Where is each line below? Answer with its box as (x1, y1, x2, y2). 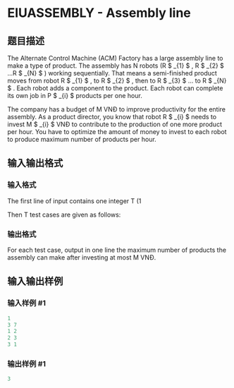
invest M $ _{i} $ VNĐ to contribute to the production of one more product (7, 120, 222, 128)
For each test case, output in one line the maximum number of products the (7, 245, 227, 254)
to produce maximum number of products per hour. (7, 135, 156, 143)
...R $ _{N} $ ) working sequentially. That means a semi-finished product (7, 69, 217, 77)
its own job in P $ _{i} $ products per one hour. (7, 92, 142, 99)
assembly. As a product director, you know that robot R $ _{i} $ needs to (7, 113, 217, 121)
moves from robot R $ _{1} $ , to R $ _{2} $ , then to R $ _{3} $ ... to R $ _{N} (7, 76, 227, 85)
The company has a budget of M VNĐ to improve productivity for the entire (7, 105, 226, 114)
